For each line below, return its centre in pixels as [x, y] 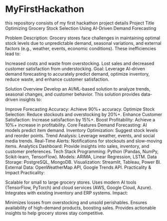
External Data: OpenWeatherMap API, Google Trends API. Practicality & [78, 167]
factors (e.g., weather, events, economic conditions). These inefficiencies [81, 48]
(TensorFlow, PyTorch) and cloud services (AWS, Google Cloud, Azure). [79, 187]
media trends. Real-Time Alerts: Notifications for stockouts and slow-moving [84, 141]
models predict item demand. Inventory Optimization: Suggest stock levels [82, 130]
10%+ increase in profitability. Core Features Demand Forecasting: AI [76, 125]
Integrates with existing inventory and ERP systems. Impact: [67, 193]
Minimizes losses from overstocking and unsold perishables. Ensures [76, 202]
